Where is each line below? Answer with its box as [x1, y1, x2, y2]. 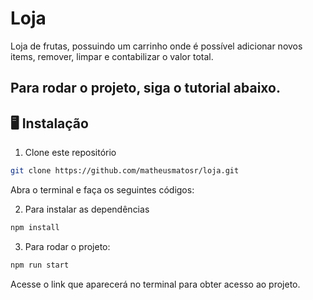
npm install [10, 223, 60, 233]
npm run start [10, 260, 70, 270]
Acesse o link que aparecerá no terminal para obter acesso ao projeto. [10, 278, 301, 290]
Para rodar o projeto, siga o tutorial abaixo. [10, 80, 281, 97]
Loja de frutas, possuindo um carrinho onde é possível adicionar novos [10, 40, 303, 52]
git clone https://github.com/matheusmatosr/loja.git [10, 166, 240, 176]
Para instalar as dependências [24, 203, 150, 216]
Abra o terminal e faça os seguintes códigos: [10, 184, 195, 196]
